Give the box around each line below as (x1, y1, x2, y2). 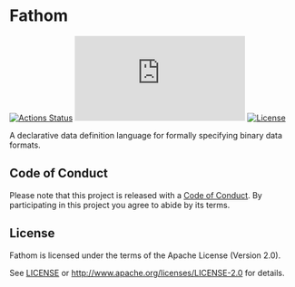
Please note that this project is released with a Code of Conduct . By (9, 189, 263, 200)
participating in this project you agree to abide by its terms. (9, 199, 231, 210)
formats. (9, 139, 41, 150)
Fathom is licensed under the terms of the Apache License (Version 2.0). (9, 250, 281, 261)
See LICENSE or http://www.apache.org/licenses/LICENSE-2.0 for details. (9, 267, 285, 278)
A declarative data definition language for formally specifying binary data (9, 129, 283, 140)
